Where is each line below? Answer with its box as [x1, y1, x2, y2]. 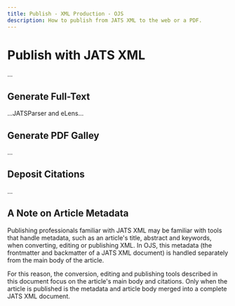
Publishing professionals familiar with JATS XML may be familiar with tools [7, 226, 222, 234]
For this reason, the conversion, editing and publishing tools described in [7, 270, 218, 278]
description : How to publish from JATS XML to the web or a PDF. [7, 17, 202, 24]
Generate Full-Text [7, 91, 90, 102]
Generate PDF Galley [7, 129, 100, 141]
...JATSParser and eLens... [7, 109, 84, 118]
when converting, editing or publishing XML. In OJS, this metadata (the [7, 241, 213, 249]
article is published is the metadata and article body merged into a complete [7, 284, 227, 293]
